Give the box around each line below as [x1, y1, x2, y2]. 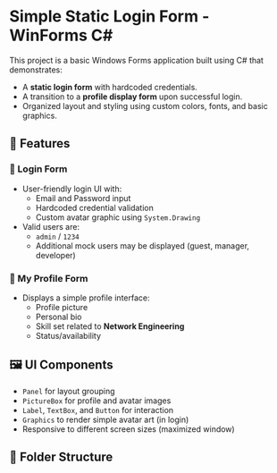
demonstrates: [9, 64, 63, 75]
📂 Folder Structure [9, 450, 113, 465]
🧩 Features [9, 136, 71, 151]
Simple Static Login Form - [9, 6, 210, 27]
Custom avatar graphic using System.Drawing [35, 212, 201, 223]
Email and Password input [35, 192, 131, 203]
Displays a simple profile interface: [21, 292, 150, 303]
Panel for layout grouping [21, 385, 115, 396]
